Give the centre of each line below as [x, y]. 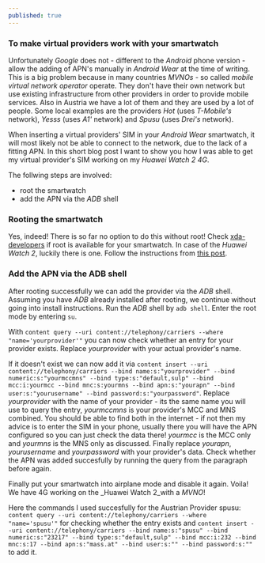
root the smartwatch [53, 190]
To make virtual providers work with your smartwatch [114, 43]
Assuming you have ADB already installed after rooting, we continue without [132, 299]
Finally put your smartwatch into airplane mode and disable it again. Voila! [129, 484]
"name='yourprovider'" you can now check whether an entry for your [121, 340]
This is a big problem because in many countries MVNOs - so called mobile [131, 77]
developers [26, 245]
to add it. [23, 552]
